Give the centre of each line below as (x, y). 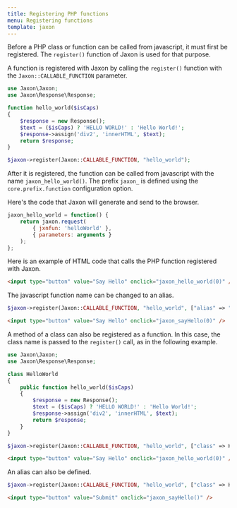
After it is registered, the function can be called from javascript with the (111, 174)
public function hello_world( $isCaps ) (77, 387)
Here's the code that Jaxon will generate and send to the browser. (103, 202)
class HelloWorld (33, 374)
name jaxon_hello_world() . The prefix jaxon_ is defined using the (103, 181)
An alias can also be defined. (49, 472)
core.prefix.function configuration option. (70, 188)
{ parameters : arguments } (72, 235)
